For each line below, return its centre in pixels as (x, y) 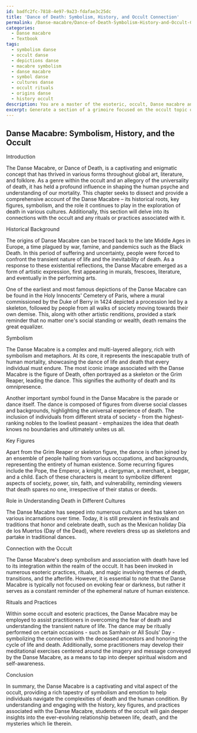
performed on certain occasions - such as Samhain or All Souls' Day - (91, 632)
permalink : (19, 22)
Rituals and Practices (32, 602)
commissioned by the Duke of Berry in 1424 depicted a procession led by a (97, 302)
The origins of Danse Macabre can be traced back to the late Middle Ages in (98, 240)
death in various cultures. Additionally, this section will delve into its (88, 212)
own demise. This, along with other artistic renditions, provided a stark (91, 314)
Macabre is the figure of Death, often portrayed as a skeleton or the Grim (94, 374)
